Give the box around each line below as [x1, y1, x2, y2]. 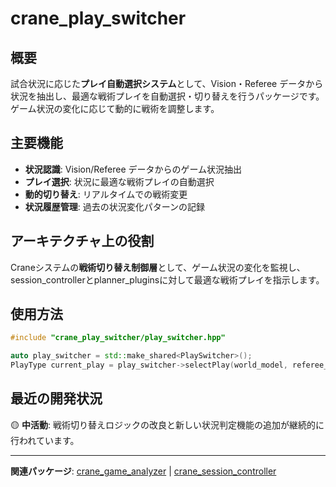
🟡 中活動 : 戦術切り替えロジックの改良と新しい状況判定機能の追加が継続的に [10, 418, 325, 431]
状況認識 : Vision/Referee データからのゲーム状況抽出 [24, 163, 243, 175]
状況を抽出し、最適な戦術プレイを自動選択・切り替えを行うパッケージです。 [10, 90, 325, 102]
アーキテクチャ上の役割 [10, 233, 155, 250]
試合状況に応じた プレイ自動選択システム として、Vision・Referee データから [10, 78, 324, 89]
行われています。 [10, 434, 80, 446]
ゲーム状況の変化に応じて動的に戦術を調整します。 [10, 103, 220, 114]
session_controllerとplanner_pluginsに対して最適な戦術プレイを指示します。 [10, 273, 325, 286]
